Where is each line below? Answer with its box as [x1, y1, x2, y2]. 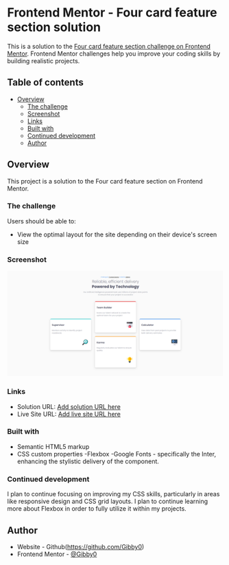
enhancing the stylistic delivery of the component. [16, 457, 160, 465]
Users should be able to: [7, 217, 77, 225]
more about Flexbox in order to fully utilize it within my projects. [7, 505, 186, 513]
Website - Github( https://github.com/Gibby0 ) [16, 542, 145, 551]
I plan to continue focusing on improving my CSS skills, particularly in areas [7, 490, 220, 498]
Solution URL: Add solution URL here [16, 402, 121, 410]
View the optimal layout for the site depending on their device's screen [16, 230, 217, 239]
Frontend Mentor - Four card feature [7, 5, 217, 21]
